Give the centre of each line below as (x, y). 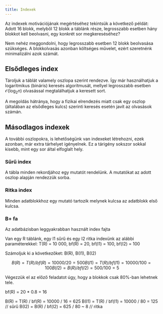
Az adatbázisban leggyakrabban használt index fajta (58, 229)
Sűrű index (18, 162)
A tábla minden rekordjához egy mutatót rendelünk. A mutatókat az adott (78, 172)
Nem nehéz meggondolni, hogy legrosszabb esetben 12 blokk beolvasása (79, 43)
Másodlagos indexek (37, 127)
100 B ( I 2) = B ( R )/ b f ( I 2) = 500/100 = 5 (82, 268)
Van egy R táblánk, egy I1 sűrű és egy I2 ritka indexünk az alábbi (70, 239)
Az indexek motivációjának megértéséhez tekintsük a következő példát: (77, 23)
